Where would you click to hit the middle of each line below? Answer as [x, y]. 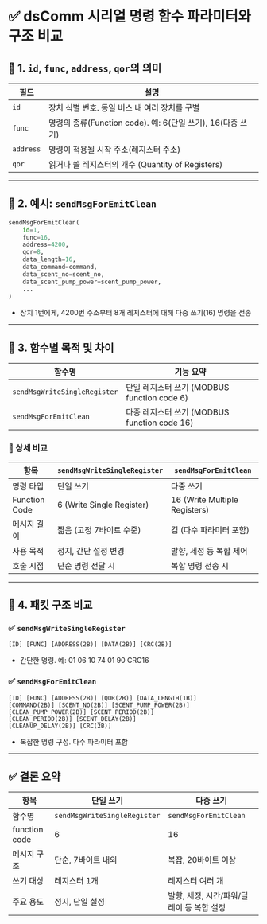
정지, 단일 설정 [79, 902]
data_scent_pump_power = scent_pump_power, [92, 282]
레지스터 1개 [76, 881]
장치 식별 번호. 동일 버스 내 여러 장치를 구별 [124, 108]
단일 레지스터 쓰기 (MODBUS [178, 388]
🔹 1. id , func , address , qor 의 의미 [85, 68]
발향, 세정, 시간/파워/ [204, 896]
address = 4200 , [46, 245]
